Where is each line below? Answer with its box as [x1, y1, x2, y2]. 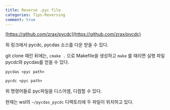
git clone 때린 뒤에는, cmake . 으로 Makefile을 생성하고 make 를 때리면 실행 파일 [5, 52, 165, 59]
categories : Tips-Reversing [5, 12, 66, 17]
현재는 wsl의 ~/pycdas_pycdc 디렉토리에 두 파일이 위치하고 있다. [5, 99, 134, 105]
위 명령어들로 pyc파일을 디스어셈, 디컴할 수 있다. [5, 88, 102, 94]
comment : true [5, 17, 36, 22]
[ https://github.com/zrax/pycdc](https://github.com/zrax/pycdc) [5, 31, 141, 38]
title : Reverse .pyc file [5, 7, 61, 13]
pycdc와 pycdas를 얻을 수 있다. [5, 59, 69, 65]
